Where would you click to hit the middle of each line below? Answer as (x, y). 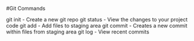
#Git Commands (26, 8)
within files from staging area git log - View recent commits (78, 32)
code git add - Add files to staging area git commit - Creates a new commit (97, 26)
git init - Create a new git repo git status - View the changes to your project (97, 19)
